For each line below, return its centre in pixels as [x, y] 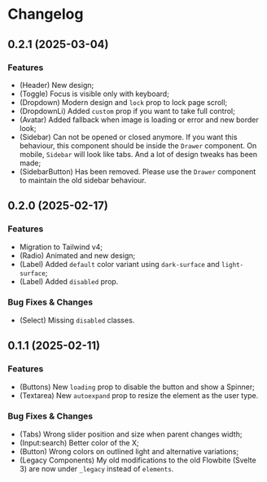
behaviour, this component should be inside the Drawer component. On [138, 145]
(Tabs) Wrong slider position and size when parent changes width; [131, 434]
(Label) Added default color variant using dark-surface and [120, 264]
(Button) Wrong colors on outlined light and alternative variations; [129, 451]
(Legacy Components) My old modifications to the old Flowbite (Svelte [138, 460]
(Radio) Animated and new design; [77, 255]
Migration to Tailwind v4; [61, 247]
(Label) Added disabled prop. [69, 281]
